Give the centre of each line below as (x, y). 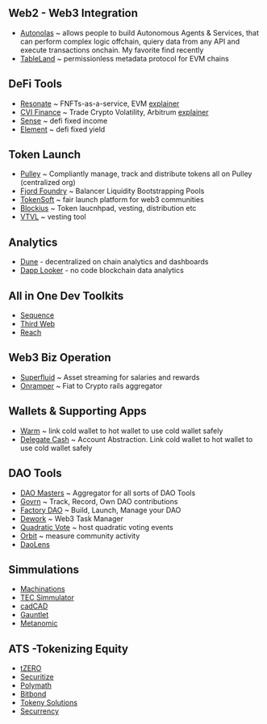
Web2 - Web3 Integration (73, 13)
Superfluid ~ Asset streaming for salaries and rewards (110, 377)
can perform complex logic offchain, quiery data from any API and (130, 41)
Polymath (36, 685)
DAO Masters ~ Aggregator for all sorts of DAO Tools (108, 493)
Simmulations (44, 569)
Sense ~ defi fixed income (64, 120)
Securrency (39, 711)
